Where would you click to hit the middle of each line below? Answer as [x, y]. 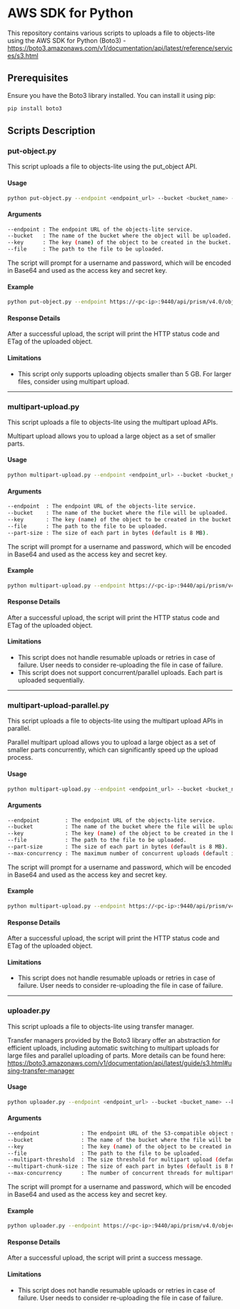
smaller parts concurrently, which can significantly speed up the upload [113, 750]
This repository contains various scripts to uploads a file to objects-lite [111, 33]
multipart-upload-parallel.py [58, 705]
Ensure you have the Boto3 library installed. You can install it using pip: [111, 95]
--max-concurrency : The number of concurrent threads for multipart [121, 1173]
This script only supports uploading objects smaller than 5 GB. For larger [125, 373]
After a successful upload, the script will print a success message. [105, 1258]
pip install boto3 [35, 109]
